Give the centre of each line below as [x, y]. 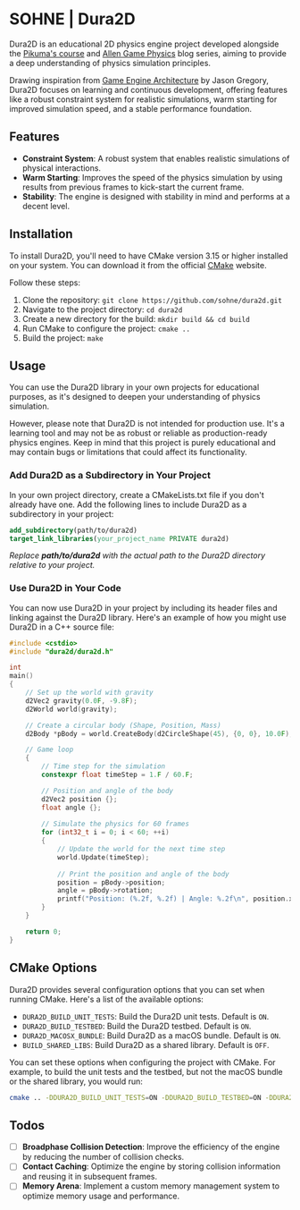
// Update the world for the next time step [141, 850]
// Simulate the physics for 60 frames [116, 824]
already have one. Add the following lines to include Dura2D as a [128, 504]
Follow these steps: [45, 283]
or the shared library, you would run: [76, 1081]
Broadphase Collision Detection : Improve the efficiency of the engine [151, 1147]
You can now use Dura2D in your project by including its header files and [143, 607]
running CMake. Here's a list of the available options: [106, 999]
